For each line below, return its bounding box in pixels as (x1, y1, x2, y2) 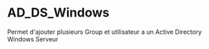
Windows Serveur (7, 35, 59, 43)
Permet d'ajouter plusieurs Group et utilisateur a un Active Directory (7, 28, 202, 36)
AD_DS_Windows (7, 5, 110, 21)
